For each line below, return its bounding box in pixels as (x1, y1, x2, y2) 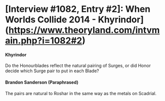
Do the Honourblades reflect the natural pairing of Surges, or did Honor (5, 63, 151, 69)
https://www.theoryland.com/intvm (8, 25, 160, 36)
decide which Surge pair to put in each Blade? (5, 68, 99, 74)
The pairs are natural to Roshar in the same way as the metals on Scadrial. (5, 90, 157, 96)
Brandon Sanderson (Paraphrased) (5, 79, 79, 85)
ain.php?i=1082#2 (5, 35, 83, 47)
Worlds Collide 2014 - (5, 14, 97, 25)
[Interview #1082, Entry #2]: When (5, 3, 151, 15)
